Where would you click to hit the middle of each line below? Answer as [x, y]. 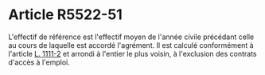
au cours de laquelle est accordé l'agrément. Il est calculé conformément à [131, 45]
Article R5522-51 [66, 15]
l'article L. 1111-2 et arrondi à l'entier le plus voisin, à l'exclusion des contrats [132, 53]
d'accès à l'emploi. [39, 62]
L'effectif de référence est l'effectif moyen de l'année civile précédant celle [131, 37]
